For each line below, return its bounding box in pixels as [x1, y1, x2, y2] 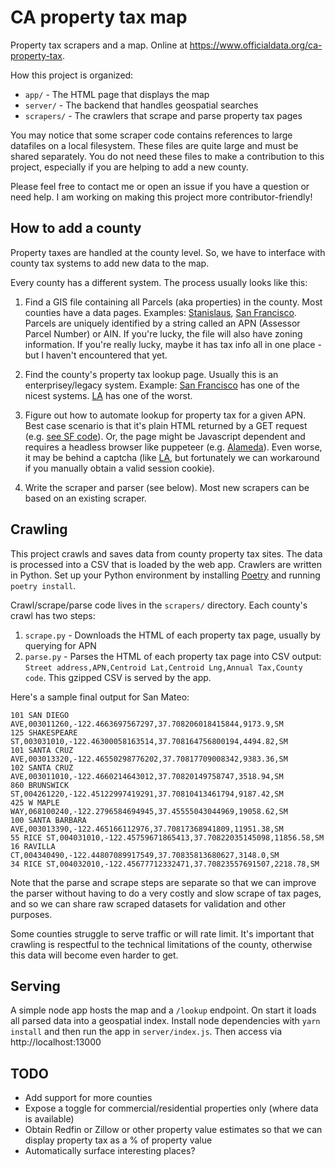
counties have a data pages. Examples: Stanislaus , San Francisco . [24, 306, 297, 318]
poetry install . [10, 579, 77, 591]
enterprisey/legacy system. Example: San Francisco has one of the [24, 379, 300, 391]
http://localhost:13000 [10, 1036, 102, 1048]
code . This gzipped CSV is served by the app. [24, 671, 212, 683]
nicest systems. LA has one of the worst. [24, 389, 193, 401]
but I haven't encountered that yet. [24, 349, 168, 361]
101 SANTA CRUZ [10, 745, 74, 755]
